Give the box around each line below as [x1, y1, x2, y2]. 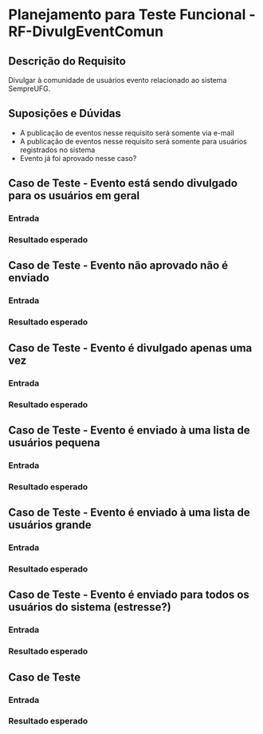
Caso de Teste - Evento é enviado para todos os [8, 588, 249, 602]
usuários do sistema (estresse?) [8, 600, 171, 614]
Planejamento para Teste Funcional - [8, 6, 257, 24]
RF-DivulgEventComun [8, 22, 164, 41]
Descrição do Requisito [8, 54, 126, 68]
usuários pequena [8, 436, 100, 449]
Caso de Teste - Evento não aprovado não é [8, 259, 229, 273]
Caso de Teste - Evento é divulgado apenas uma [8, 341, 253, 355]
